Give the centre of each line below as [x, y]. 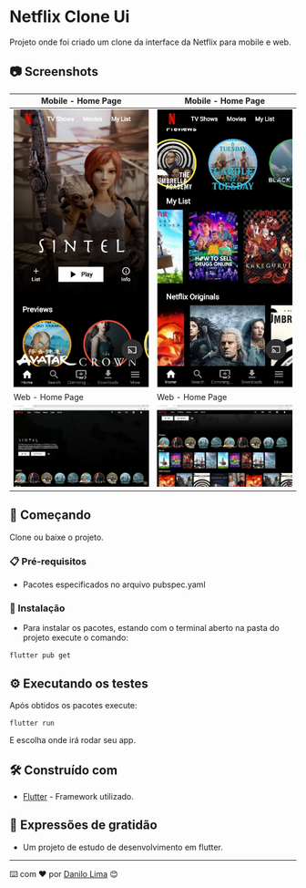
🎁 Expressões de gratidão [83, 826]
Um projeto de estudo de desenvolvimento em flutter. [122, 847]
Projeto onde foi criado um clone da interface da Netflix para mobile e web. [150, 42]
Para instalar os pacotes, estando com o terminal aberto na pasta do [151, 628]
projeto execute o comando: [76, 638]
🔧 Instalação [37, 608]
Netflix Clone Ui [70, 17]
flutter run [32, 723]
